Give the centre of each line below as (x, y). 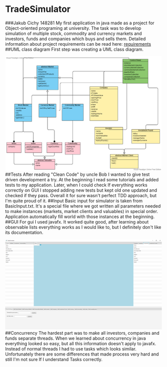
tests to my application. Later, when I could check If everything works (76, 185)
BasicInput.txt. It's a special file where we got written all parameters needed (83, 206)
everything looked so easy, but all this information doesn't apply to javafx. (81, 343)
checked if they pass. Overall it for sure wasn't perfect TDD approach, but (81, 195)
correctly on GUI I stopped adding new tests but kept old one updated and (81, 190)
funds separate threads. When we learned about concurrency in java (76, 338)
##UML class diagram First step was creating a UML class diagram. (74, 49)
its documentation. (24, 232)
